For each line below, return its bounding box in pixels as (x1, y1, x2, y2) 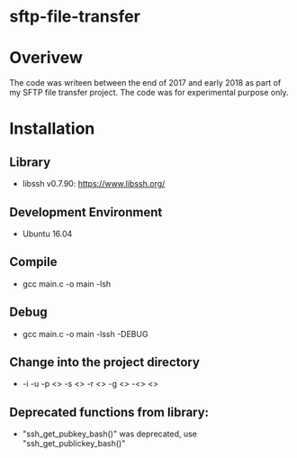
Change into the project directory (9, 354, 201, 370)
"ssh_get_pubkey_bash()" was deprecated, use (22, 428, 198, 439)
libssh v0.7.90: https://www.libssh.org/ (22, 179, 166, 189)
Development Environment (9, 205, 163, 220)
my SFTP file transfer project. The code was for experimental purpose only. (9, 87, 289, 98)
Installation (9, 119, 95, 139)
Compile (9, 254, 58, 270)
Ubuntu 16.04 (22, 228, 73, 239)
